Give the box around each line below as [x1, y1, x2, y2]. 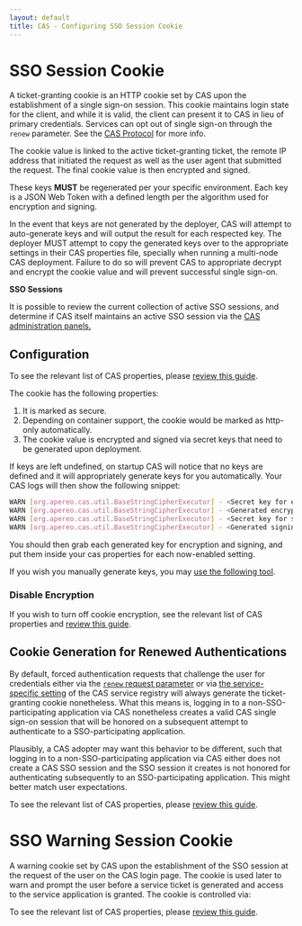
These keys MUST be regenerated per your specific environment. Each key [9, 182, 289, 193]
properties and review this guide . [9, 618, 132, 630]
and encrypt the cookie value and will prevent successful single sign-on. [9, 266, 279, 277]
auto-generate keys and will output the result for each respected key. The [9, 229, 282, 239]
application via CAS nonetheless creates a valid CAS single [58, 706, 277, 717]
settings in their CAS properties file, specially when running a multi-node [9, 247, 279, 258]
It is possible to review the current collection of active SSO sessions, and [9, 301, 280, 312]
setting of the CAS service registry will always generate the [40, 688, 261, 698]
